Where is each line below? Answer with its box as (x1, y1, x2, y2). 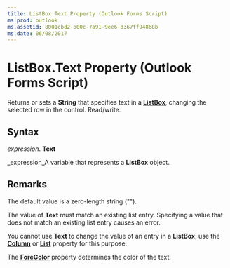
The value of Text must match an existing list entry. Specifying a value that (7, 210, 223, 219)
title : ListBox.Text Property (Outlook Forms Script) (7, 10, 168, 18)
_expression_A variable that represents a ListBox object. (7, 159, 170, 166)
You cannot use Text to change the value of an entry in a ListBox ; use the (7, 232, 220, 240)
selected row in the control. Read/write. (7, 106, 121, 114)
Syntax (7, 126, 39, 138)
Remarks (7, 178, 48, 190)
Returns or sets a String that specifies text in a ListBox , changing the (7, 98, 207, 107)
